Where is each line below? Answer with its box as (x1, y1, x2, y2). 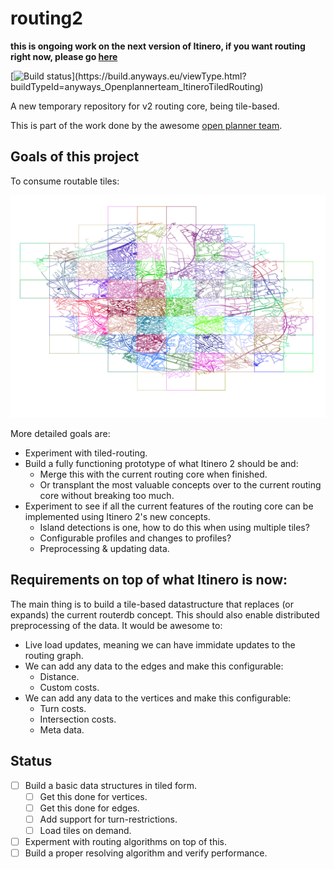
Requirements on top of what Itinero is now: (10, 572, 288, 589)
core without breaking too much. (39, 490, 175, 502)
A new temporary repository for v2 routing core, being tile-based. (10, 100, 280, 112)
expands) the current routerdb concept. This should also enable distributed (10, 608, 320, 621)
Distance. (39, 670, 80, 682)
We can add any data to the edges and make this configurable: (24, 660, 284, 672)
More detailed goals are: (10, 428, 111, 440)
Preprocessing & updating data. (39, 543, 170, 555)
